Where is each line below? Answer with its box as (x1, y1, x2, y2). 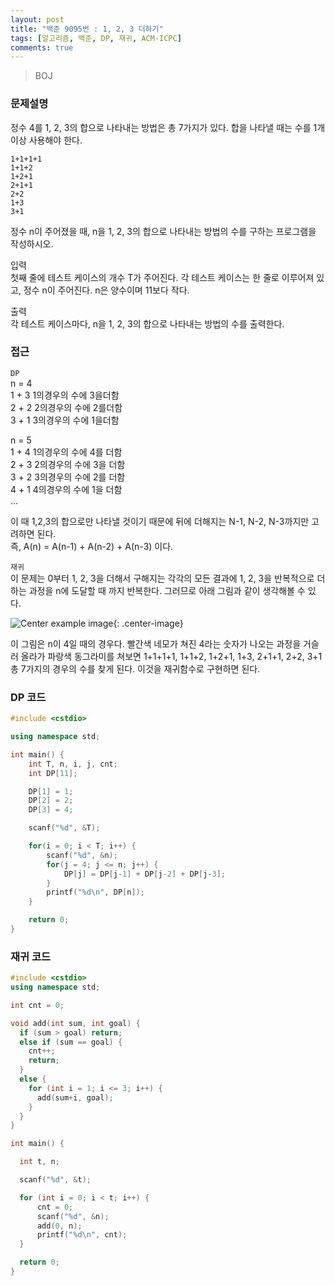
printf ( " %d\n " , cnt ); (36, 1230, 128, 1240)
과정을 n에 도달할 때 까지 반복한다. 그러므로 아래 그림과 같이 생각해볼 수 (28, 584, 306, 596)
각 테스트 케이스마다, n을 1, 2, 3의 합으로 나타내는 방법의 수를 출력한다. (10, 317, 285, 330)
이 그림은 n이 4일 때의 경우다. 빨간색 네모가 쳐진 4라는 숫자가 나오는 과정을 (10, 637, 302, 650)
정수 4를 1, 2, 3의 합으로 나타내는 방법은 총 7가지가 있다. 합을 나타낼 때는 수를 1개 (10, 121, 326, 133)
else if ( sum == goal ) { (19, 1037, 123, 1047)
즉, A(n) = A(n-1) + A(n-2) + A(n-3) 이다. (10, 540, 174, 552)
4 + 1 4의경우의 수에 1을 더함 (10, 483, 123, 495)
